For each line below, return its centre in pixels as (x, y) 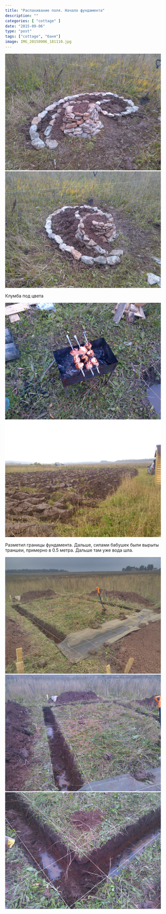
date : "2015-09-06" (25, 26)
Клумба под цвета (24, 296)
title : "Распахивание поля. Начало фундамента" (55, 10)
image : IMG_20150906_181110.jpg (38, 42)
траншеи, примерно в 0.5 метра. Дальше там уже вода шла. (69, 550)
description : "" (22, 16)
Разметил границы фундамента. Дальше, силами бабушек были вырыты (82, 545)
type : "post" (19, 31)
